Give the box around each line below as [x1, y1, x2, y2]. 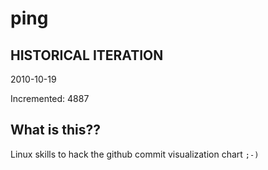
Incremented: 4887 [10, 93, 90, 104]
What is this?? [10, 122, 101, 139]
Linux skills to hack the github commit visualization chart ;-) [10, 148, 260, 160]
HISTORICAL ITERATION [10, 47, 164, 64]
